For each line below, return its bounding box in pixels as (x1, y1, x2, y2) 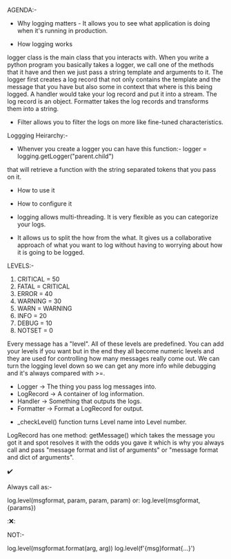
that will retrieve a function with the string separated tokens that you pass (7, 166, 217, 173)
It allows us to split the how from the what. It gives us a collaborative (17, 234, 212, 242)
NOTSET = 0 (17, 326, 54, 334)
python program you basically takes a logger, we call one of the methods (7, 61, 214, 68)
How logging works (17, 40, 73, 48)
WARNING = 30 (17, 297, 62, 305)
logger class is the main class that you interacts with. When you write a (7, 53, 209, 61)
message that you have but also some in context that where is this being (7, 83, 212, 90)
